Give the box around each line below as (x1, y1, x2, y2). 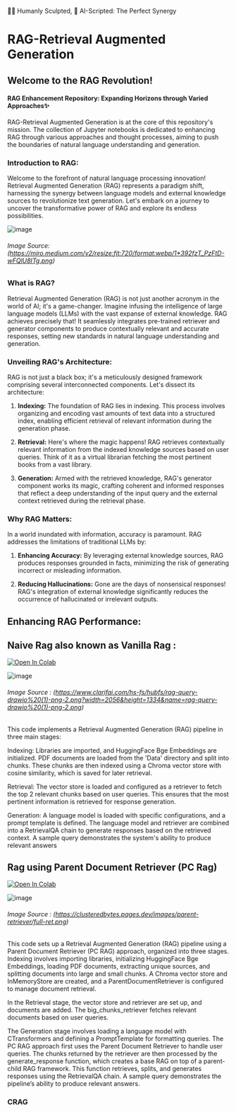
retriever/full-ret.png (7, 918, 67, 926)
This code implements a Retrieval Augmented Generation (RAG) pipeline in (7, 724, 223, 734)
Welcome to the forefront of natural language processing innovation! (7, 174, 206, 183)
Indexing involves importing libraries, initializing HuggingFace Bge (7, 954, 199, 963)
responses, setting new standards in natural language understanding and (7, 332, 220, 340)
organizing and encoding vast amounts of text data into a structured (17, 409, 216, 417)
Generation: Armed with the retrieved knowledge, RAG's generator (17, 474, 213, 482)
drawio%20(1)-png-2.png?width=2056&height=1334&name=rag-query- (7, 695, 218, 704)
